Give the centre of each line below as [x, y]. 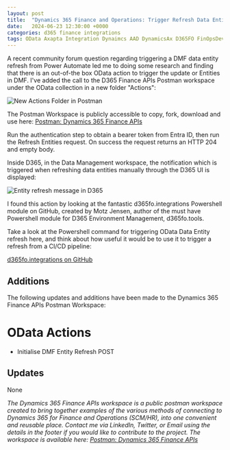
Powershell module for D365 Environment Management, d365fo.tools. [105, 218]
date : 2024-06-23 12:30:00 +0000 [58, 26]
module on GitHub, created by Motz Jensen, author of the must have [104, 211]
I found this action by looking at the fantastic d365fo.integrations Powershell [115, 204]
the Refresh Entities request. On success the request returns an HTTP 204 [112, 142]
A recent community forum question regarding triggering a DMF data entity [113, 58]
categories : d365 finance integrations [64, 33]
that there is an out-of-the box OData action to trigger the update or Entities [114, 73]
